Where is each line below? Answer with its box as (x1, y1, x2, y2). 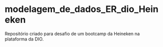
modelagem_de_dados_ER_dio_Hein (5, 3, 159, 15)
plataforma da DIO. (5, 36, 44, 42)
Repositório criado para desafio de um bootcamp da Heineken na (5, 30, 140, 36)
